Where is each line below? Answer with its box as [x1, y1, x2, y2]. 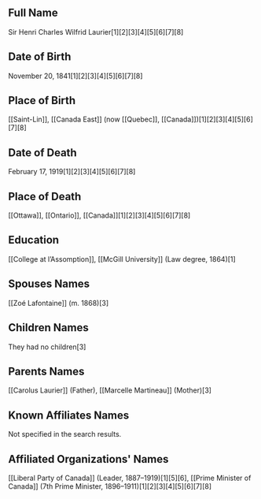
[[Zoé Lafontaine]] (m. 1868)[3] [8, 298, 109, 307]
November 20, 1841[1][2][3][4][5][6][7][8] [8, 71, 143, 80]
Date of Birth [8, 50, 72, 64]
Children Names [8, 321, 89, 334]
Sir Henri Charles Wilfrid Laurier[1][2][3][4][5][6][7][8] [8, 27, 184, 36]
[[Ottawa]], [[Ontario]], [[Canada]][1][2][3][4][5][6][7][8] [8, 210, 191, 220]
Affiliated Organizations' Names [8, 452, 169, 466]
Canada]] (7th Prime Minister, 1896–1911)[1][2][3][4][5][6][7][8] [8, 481, 212, 491]
